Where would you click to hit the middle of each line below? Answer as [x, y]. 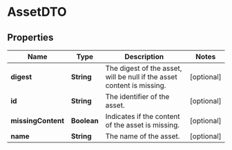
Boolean [85, 121]
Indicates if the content [143, 116]
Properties [30, 37]
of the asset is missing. [143, 125]
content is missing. [136, 85]
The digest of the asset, [144, 68]
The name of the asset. [143, 136]
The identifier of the [137, 97]
